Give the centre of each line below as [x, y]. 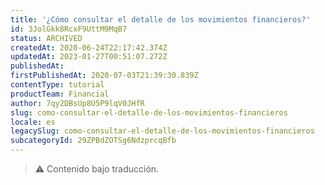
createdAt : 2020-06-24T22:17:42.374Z [89, 47]
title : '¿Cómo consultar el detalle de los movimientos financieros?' [160, 19]
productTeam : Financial [60, 94]
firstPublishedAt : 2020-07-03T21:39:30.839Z [104, 76]
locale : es [33, 122]
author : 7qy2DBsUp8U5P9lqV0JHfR [77, 103]
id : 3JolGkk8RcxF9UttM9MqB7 [69, 29]
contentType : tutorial [57, 85]
